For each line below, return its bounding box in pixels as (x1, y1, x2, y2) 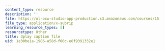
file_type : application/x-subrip (5, 20, 74, 26)
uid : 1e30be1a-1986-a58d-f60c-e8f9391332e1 (5, 39, 96, 44)
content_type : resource (5, 7, 54, 12)
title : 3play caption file (5, 34, 60, 39)
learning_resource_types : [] (5, 25, 65, 30)
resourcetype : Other (5, 30, 48, 34)
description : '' (5, 12, 38, 17)
